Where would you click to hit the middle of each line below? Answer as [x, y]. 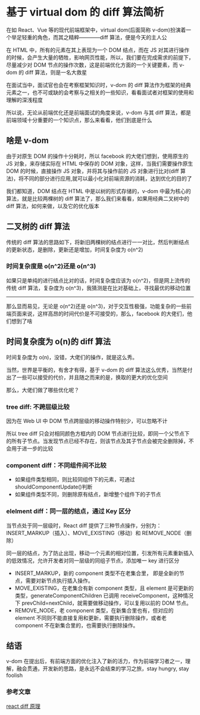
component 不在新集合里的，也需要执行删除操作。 [76, 625]
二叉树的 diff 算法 [38, 227]
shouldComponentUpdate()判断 [54, 487]
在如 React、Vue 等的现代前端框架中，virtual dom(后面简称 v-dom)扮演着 [96, 30]
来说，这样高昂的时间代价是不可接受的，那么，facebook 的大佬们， [104, 313]
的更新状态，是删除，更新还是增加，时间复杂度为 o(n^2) [75, 249]
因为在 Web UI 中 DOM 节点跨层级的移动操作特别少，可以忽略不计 [87, 421]
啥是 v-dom [27, 141]
